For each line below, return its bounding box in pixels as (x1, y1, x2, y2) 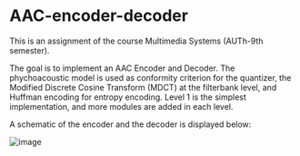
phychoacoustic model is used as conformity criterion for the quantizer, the (9, 72, 292, 83)
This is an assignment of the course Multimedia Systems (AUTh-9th (9, 35, 264, 46)
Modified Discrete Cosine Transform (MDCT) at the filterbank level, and (9, 82, 277, 93)
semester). (9, 44, 50, 55)
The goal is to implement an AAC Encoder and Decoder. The (9, 63, 235, 73)
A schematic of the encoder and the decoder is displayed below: (9, 119, 252, 130)
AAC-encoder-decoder (9, 5, 189, 26)
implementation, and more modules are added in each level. (9, 101, 234, 112)
